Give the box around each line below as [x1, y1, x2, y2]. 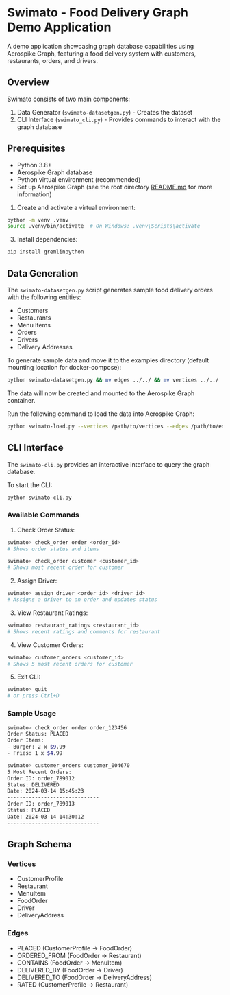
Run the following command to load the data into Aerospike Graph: [7, 410, 195, 418]
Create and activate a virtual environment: [16, 203, 136, 211]
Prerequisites [7, 143, 66, 154]
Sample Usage [7, 709, 57, 718]
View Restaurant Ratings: [16, 609, 88, 617]
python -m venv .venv [7, 216, 69, 224]
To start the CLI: [7, 480, 53, 489]
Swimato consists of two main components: [7, 95, 131, 103]
